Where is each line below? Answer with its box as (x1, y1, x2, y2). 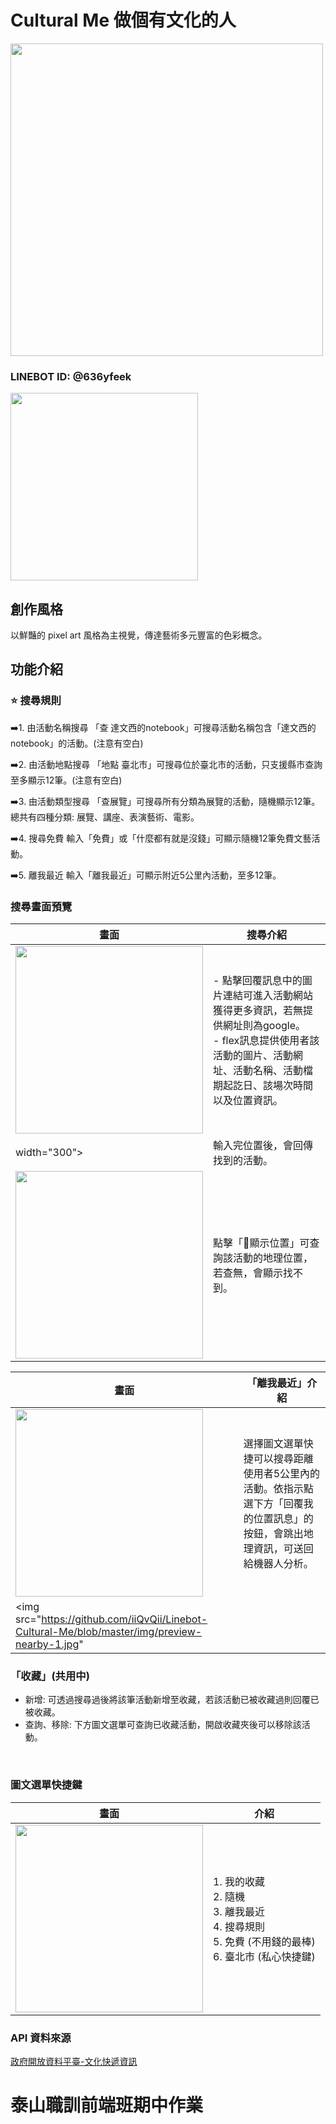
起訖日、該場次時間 (223, 1079, 314, 1093)
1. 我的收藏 (213, 1874, 265, 1888)
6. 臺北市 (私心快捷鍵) (213, 1949, 316, 1963)
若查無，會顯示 (213, 1266, 284, 1280)
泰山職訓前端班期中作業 (10, 2094, 204, 2117)
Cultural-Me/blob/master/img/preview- (15, 1625, 203, 1639)
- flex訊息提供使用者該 (213, 1034, 320, 1048)
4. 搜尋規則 (213, 1919, 265, 1933)
